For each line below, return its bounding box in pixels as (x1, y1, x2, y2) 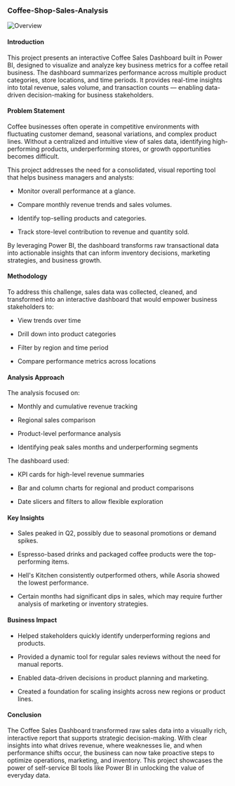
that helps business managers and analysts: (7, 173, 135, 181)
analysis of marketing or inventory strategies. (17, 599, 149, 608)
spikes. (17, 536, 39, 545)
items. (51, 557, 69, 566)
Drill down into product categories (17, 329, 116, 338)
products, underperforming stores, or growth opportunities (41, 145, 211, 153)
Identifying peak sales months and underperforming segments (17, 443, 199, 451)
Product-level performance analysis (17, 429, 121, 438)
